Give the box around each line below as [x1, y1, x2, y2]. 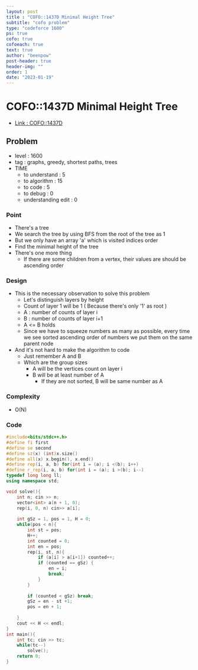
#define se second [6, 445, 51, 451]
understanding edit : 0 [23, 196, 78, 203]
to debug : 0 [23, 189, 54, 197]
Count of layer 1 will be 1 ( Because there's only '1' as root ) [23, 302, 167, 310]
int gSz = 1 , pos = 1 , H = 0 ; [17, 516, 92, 522]
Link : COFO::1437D [14, 119, 63, 127]
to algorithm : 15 [23, 177, 63, 184]
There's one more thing [14, 249, 72, 257]
